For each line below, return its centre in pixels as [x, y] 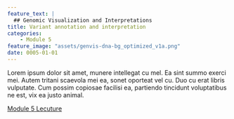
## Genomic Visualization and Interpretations [83, 20]
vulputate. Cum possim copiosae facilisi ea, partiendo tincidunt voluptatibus [117, 87]
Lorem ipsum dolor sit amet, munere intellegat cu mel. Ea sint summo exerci [117, 72]
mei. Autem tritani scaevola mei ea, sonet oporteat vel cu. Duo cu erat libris [116, 80]
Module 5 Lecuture [35, 108]
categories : [25, 33]
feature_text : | [31, 14]
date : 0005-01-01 [33, 53]
